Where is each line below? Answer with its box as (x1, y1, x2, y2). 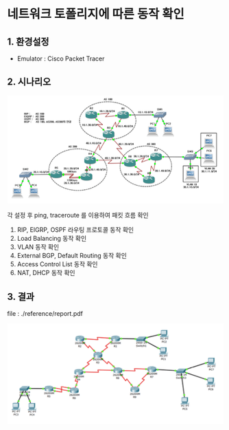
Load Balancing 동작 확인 (16, 235, 87, 243)
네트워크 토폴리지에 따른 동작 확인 (7, 6, 184, 22)
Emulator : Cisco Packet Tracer (16, 54, 105, 63)
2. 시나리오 (7, 76, 51, 88)
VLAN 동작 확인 (16, 243, 60, 251)
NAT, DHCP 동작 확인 (16, 269, 75, 277)
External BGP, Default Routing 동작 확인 (16, 252, 127, 260)
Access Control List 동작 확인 (16, 260, 98, 268)
